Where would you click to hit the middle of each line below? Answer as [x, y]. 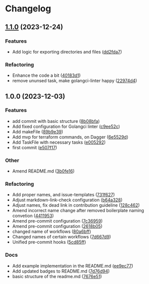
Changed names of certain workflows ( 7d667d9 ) [61, 237]
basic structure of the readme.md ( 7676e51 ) [57, 276]
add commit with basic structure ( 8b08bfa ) [56, 121]
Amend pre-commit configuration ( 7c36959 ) [57, 221]
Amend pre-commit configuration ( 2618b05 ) [57, 227]
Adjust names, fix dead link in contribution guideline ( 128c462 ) [76, 205]
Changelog [28, 9]
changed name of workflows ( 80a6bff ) [52, 231]
